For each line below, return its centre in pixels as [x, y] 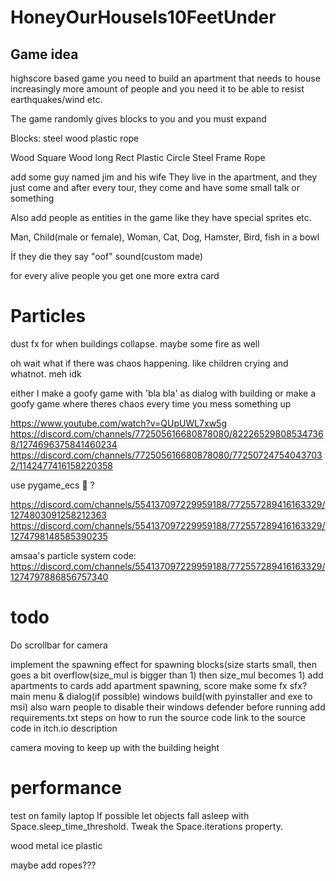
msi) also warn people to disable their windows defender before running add [168, 707]
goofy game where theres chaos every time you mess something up [151, 403]
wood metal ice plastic [56, 845]
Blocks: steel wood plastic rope [75, 138]
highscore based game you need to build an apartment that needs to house [165, 78]
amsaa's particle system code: [73, 555]
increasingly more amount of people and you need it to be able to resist [157, 89]
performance [66, 788]
